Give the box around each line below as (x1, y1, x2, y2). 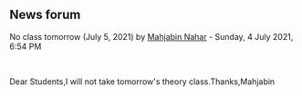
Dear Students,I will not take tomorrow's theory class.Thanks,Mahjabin (9, 76, 276, 87)
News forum (9, 7, 81, 23)
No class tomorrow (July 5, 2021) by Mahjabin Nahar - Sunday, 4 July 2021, (9, 31, 294, 42)
